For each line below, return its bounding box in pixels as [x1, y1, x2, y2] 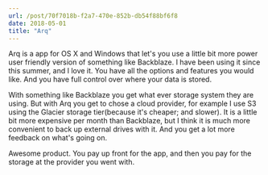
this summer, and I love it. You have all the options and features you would [8, 66, 254, 76]
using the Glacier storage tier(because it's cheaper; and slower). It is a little [8, 107, 258, 117]
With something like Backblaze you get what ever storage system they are [8, 90, 254, 100]
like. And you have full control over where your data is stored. [8, 74, 212, 85]
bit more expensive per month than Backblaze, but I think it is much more [8, 116, 251, 126]
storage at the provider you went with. [8, 157, 135, 167]
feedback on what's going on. [8, 133, 108, 143]
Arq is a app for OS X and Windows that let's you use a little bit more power [8, 49, 258, 59]
